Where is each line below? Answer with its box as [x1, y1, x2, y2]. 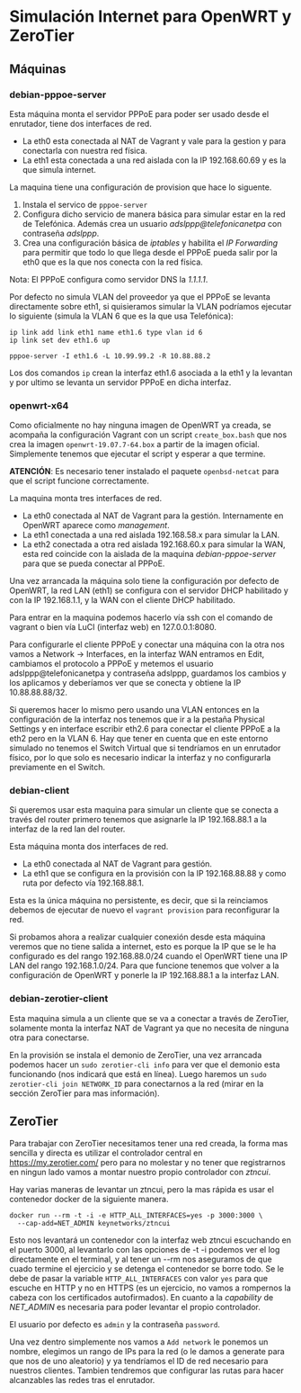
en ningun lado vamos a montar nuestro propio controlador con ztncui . [9, 1166, 271, 1177]
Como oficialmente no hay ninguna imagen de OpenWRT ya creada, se [9, 420, 271, 431]
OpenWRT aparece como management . [22, 520, 170, 531]
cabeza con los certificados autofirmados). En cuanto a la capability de [9, 1291, 274, 1302]
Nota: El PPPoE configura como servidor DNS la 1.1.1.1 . [9, 274, 208, 284]
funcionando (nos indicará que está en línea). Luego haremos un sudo [9, 1068, 267, 1079]
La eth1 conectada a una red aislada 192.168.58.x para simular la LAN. [22, 529, 280, 541]
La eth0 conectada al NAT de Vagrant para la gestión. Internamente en [22, 510, 284, 521]
